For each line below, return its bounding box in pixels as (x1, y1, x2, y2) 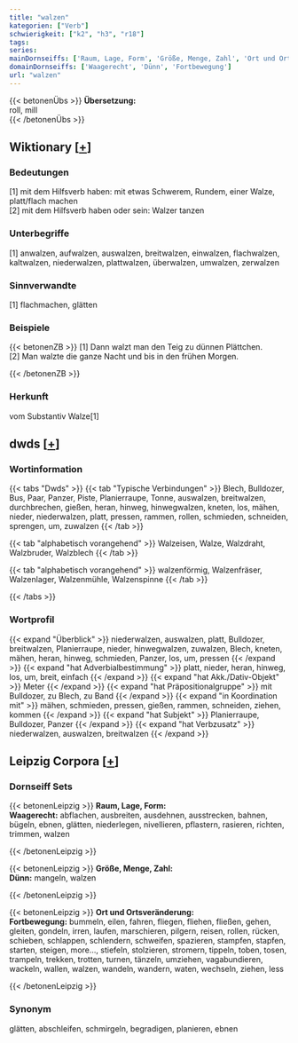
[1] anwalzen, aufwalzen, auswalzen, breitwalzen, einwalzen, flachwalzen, (9, 248, 280, 258)
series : (9, 46, 38, 55)
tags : (9, 37, 29, 47)
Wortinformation (9, 462, 82, 475)
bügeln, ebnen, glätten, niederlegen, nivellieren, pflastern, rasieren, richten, (9, 819, 285, 830)
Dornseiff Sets (9, 780, 73, 793)
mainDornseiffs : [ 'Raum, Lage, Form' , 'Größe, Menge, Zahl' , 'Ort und (9, 54, 276, 63)
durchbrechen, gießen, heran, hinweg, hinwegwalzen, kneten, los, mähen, (9, 502, 279, 513)
